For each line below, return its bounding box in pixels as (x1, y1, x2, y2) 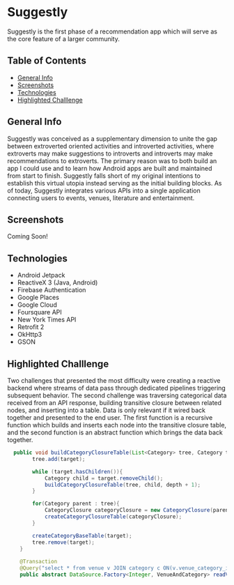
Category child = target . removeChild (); (44, 475, 164, 482)
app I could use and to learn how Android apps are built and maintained (7, 164, 212, 172)
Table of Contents (7, 55, 87, 67)
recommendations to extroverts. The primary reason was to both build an (7, 156, 217, 165)
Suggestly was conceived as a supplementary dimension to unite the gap (7, 134, 218, 143)
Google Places (17, 294, 59, 302)
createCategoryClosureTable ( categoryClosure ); (44, 513, 182, 520)
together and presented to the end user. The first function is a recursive (7, 413, 213, 422)
